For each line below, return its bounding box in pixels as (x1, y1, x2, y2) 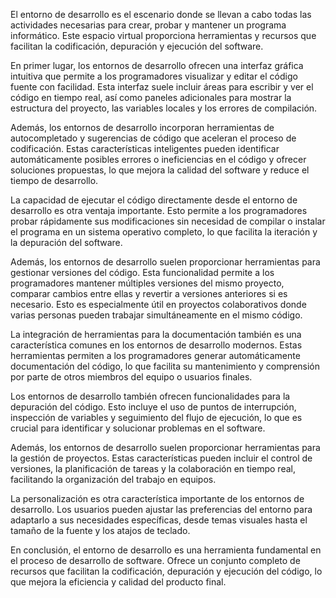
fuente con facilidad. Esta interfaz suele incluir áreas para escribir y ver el (10, 81, 314, 93)
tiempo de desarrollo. (10, 175, 99, 186)
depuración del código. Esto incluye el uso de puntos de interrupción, (10, 401, 297, 413)
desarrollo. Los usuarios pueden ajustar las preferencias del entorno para (10, 504, 313, 515)
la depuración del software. (10, 237, 123, 248)
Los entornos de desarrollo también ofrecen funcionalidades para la (10, 390, 291, 402)
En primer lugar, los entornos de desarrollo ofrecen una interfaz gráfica (10, 60, 304, 71)
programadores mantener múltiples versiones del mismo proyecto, (10, 277, 285, 289)
